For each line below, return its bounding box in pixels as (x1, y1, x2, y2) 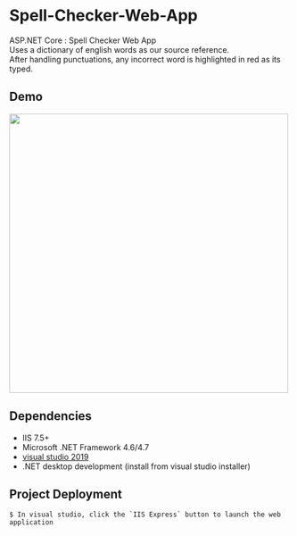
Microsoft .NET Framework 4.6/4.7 (21, 441, 150, 452)
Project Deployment (9, 486, 122, 501)
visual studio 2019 (21, 451, 89, 462)
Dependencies (9, 408, 92, 424)
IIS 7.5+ (21, 432, 50, 443)
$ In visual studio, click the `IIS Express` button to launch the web (9, 510, 281, 519)
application (9, 518, 54, 527)
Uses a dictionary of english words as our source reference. (9, 44, 230, 54)
